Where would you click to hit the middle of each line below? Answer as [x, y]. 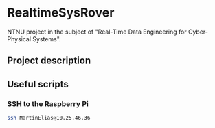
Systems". [46, 39]
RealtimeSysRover [61, 13]
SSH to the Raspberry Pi [48, 103]
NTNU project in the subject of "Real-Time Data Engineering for [97, 32]
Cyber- [198, 32]
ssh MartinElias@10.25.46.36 [49, 118]
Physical [19, 39]
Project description [49, 61]
